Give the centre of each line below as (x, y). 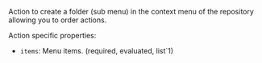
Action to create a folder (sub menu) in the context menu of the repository (131, 12)
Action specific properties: (52, 35)
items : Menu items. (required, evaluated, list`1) (97, 51)
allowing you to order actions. (58, 20)
